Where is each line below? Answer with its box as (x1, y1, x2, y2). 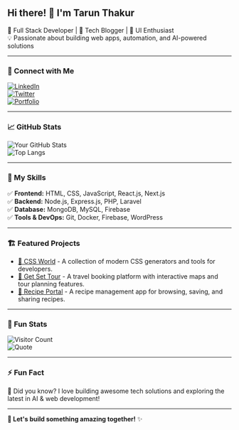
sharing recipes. (17, 295, 65, 303)
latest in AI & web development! (7, 394, 100, 402)
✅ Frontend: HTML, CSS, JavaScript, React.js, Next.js (7, 189, 166, 198)
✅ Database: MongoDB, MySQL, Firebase (7, 205, 130, 213)
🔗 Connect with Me (7, 65, 75, 75)
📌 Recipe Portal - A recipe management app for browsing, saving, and (17, 287, 223, 296)
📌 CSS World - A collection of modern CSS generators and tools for (17, 257, 216, 265)
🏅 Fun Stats (7, 319, 48, 329)
